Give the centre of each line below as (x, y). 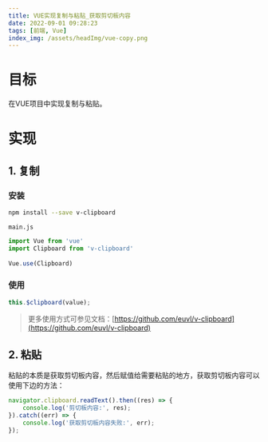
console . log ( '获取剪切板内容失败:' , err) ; (89, 423)
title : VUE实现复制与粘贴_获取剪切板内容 (70, 16)
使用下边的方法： (36, 385)
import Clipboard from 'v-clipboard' (71, 249)
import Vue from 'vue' (46, 241)
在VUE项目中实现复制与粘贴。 (57, 104)
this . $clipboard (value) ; (49, 302)
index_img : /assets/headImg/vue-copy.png (78, 38)
